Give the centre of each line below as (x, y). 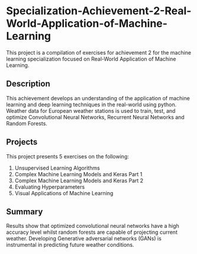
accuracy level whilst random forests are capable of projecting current (92, 232)
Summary (25, 212)
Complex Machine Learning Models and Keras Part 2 (79, 180)
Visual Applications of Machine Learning (64, 193)
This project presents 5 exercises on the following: (67, 156)
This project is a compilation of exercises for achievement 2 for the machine (99, 52)
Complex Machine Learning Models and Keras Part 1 (78, 174)
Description (28, 84)
